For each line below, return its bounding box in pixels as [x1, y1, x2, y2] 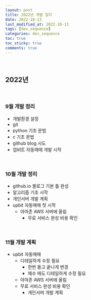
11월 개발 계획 [5, 238, 36, 245]
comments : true [5, 45, 37, 51]
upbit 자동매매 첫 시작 [12, 202, 56, 208]
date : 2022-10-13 [5, 17, 42, 22]
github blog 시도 [12, 140, 47, 146]
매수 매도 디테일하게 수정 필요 [27, 270, 86, 277]
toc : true [5, 36, 26, 41]
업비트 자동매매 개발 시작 [12, 146, 62, 153]
